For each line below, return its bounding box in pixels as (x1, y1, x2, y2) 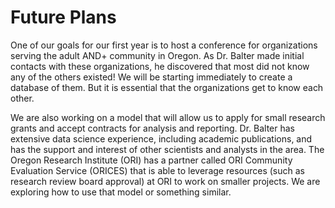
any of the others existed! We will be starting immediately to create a (10, 71, 293, 83)
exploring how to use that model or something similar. (10, 186, 232, 198)
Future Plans (10, 6, 117, 29)
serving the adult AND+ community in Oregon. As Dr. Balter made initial (10, 49, 305, 61)
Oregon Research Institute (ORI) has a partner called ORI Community (10, 154, 293, 166)
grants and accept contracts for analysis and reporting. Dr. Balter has (10, 122, 295, 134)
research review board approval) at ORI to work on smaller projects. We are (10, 175, 321, 187)
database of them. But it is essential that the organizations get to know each (10, 81, 324, 93)
